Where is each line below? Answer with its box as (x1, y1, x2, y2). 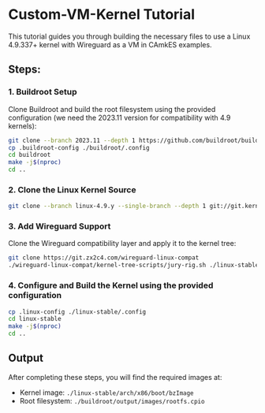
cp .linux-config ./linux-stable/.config (8, 307, 147, 316)
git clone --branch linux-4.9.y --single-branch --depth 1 (8, 203, 207, 210)
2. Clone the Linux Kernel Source (8, 184, 136, 195)
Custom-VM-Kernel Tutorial (8, 6, 196, 24)
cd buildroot (8, 151, 51, 159)
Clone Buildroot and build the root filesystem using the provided (8, 104, 216, 113)
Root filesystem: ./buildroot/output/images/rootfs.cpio (19, 396, 205, 405)
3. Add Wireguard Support (8, 221, 111, 232)
